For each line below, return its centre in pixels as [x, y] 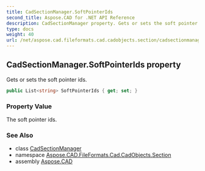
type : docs [20, 29]
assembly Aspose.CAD [44, 161]
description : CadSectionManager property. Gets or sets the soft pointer [102, 23]
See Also [20, 135]
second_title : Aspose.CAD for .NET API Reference [71, 18]
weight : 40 [20, 35]
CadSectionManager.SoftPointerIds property [94, 65]
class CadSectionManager [48, 148]
